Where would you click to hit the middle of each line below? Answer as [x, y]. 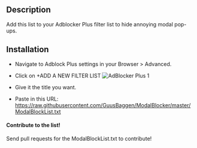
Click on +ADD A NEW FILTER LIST [58, 75]
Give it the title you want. [46, 87]
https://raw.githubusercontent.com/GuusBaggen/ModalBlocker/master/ [103, 105]
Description [28, 10]
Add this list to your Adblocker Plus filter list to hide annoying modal [90, 24]
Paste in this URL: [37, 99]
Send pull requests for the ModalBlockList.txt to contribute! [79, 138]
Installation [28, 49]
